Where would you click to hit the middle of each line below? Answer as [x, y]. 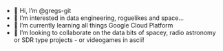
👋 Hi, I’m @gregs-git [42, 11]
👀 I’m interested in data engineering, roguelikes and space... [99, 18]
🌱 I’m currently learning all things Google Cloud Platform [93, 25]
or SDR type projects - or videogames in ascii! [79, 40]
